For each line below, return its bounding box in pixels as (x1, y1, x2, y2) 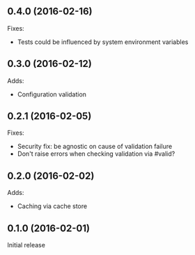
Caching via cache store (17, 202, 88, 210)
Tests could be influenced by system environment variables (17, 38, 189, 46)
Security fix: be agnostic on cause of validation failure (17, 143, 173, 151)
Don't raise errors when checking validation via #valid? (17, 150, 175, 158)
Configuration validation (17, 90, 87, 99)
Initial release (7, 241, 45, 249)
